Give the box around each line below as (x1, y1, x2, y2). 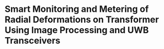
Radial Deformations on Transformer (4, 14, 159, 25)
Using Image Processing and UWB (4, 25, 149, 36)
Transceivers (4, 35, 61, 47)
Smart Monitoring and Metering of (4, 3, 149, 15)
